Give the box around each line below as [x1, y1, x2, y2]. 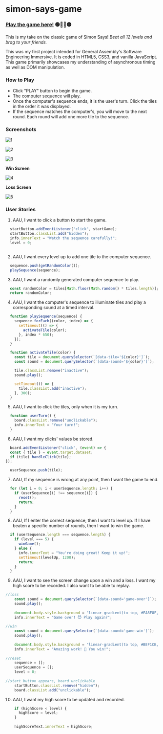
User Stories [5, 206, 36, 213]
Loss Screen [5, 184, 31, 190]
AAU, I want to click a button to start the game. [12, 217, 107, 223]
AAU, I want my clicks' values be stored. [12, 436, 94, 442]
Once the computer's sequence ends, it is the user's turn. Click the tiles [12, 98, 157, 104]
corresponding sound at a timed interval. [12, 305, 95, 311]
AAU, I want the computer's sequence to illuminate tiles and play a [12, 299, 146, 305]
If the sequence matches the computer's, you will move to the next [12, 109, 147, 114]
